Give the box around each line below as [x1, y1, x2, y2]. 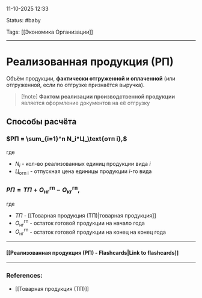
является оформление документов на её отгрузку [20, 99, 150, 106]
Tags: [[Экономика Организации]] [6, 28, 93, 35]
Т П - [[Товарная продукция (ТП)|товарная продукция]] [14, 212, 156, 219]
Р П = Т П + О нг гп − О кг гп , [6, 184, 80, 195]
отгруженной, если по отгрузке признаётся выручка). [6, 81, 145, 88]
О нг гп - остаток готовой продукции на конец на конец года [14, 227, 167, 237]
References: [6, 272, 43, 280]
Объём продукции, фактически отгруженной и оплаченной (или [6, 74, 176, 82]
